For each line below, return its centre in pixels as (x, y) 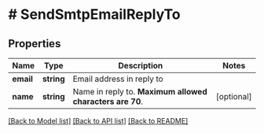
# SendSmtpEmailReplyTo (94, 15)
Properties (35, 44)
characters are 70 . (108, 102)
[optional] (234, 96)
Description (141, 66)
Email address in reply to (118, 79)
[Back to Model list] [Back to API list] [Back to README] (98, 121)
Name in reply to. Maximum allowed (140, 92)
